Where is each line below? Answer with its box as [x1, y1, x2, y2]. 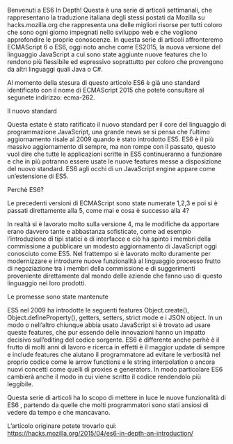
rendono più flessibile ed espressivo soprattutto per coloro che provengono [7, 58, 224, 65]
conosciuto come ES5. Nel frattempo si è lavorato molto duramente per [7, 250, 211, 257]
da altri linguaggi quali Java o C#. [7, 65, 103, 73]
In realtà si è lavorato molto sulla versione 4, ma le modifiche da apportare [7, 220, 220, 228]
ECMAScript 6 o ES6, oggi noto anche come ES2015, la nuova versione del [7, 43, 221, 51]
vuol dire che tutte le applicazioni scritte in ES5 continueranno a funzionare [7, 150, 223, 158]
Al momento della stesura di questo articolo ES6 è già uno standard [7, 79, 200, 86]
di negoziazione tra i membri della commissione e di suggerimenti [7, 264, 195, 272]
